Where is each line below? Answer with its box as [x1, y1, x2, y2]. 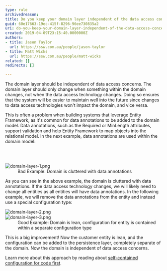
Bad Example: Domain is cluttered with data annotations [17, 168, 132, 175]
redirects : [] [5, 63, 35, 68]
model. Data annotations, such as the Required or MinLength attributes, [5, 123, 152, 129]
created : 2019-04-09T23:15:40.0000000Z [5, 30, 88, 35]
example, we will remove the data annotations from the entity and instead [5, 194, 156, 200]
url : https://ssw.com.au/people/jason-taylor [9, 44, 106, 49]
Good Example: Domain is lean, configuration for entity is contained [17, 220, 156, 226]
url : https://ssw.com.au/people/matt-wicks [9, 53, 101, 59]
